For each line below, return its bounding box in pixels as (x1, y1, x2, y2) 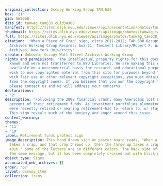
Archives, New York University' (9, 47, 75, 52)
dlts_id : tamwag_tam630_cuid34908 (5, 20, 75, 26)
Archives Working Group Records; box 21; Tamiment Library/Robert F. (9, 43, 153, 48)
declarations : (5, 88, 34, 93)
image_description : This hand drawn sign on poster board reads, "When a (5, 138, 158, 143)
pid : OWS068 (5, 16, 29, 21)
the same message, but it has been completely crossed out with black (9, 151, 155, 156)
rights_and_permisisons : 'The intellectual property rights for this (5, 57, 149, 62)
